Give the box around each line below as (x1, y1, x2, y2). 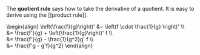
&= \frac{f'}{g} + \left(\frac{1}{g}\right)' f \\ (6, 29, 113, 36)
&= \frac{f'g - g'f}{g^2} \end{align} (6, 42, 93, 49)
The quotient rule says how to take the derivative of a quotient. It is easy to (6, 5, 195, 12)
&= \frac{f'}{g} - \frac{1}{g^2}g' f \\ (6, 36, 94, 42)
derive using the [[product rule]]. (6, 11, 88, 19)
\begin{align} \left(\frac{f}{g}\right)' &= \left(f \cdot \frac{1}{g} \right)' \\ (6, 23, 185, 30)
